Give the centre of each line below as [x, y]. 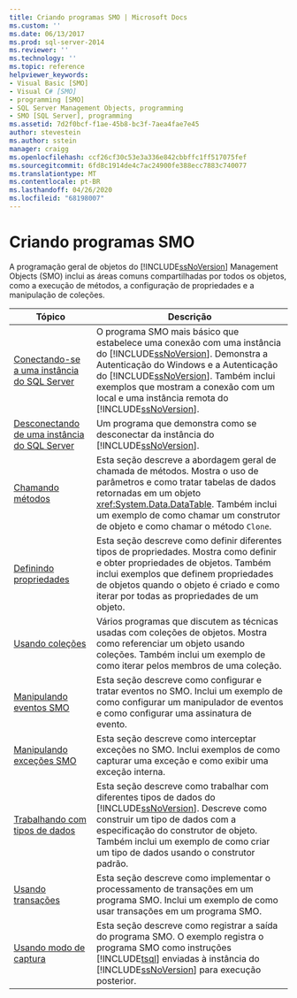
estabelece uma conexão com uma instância [188, 342]
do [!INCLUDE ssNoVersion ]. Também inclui [186, 375]
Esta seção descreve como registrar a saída [187, 925]
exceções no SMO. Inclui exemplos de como [188, 749]
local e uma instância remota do [162, 397]
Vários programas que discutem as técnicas [187, 621]
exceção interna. [131, 772]
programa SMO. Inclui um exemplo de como [187, 900]
